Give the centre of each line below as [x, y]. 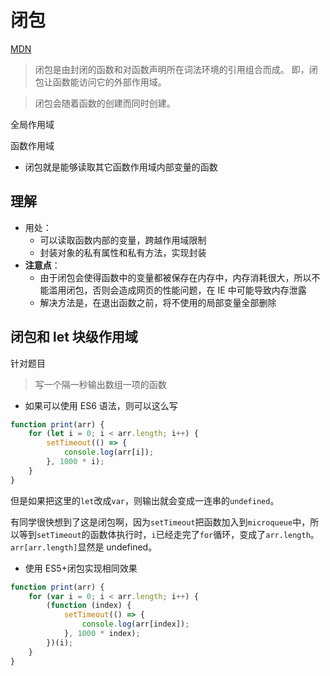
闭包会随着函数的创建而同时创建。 [105, 103]
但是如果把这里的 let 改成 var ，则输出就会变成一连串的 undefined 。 [145, 500]
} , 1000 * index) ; [102, 634]
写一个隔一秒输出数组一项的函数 [100, 384]
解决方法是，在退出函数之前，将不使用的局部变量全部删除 [158, 302]
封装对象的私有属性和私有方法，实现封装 [123, 252]
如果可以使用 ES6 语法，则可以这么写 [101, 405]
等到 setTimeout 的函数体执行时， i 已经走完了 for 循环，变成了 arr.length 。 [169, 534]
